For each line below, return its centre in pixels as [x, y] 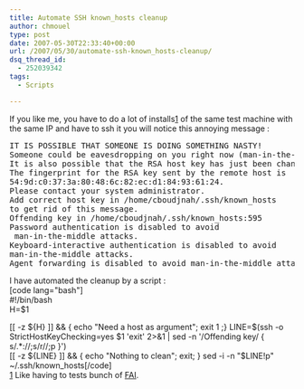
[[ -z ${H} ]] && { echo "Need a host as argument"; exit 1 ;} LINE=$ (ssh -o [147, 327]
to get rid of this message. [74, 209]
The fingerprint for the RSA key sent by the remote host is [148, 172]
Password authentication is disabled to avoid [114, 227]
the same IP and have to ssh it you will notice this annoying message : [139, 128]
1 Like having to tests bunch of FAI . [74, 375]
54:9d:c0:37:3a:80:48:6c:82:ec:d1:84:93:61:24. [117, 181]
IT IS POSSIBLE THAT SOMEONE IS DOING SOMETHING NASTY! [136, 145]
